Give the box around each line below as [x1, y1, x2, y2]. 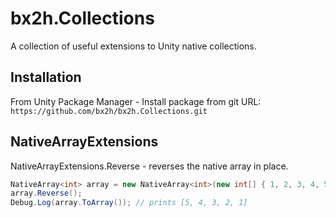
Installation [10, 69, 82, 86]
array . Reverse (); [10, 188, 83, 199]
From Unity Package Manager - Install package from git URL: [10, 95, 262, 107]
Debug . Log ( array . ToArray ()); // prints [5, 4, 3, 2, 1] [10, 198, 248, 208]
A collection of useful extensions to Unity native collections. [10, 40, 257, 52]
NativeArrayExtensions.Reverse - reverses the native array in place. [10, 160, 289, 172]
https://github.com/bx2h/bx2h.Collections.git [10, 106, 208, 116]
